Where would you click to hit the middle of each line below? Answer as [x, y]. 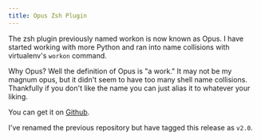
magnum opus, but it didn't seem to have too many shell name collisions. [128, 79]
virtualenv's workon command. [58, 55]
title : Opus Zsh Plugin [48, 16]
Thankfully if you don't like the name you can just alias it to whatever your [129, 88]
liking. [18, 96]
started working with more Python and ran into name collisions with [119, 47]
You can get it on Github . [49, 112]
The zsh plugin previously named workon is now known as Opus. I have [126, 38]
